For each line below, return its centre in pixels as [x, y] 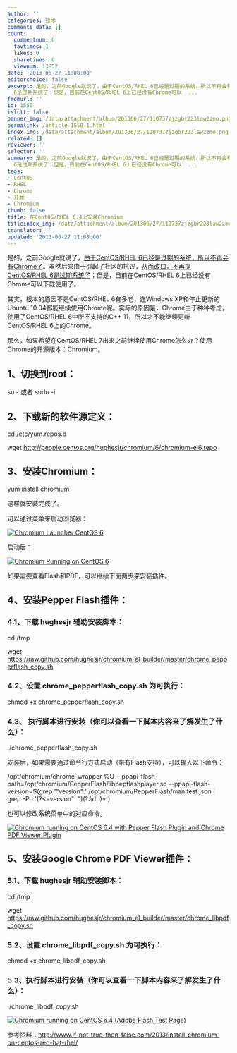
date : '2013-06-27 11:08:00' [50, 73]
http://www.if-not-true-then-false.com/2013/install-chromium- [129, 1035]
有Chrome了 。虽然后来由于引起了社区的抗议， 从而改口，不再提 [99, 267]
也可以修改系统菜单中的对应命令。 [57, 814]
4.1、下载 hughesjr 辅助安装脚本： [66, 622]
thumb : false [26, 211]
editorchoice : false [38, 79]
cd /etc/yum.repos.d [37, 434]
